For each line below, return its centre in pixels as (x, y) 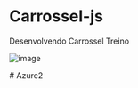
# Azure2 (26, 75)
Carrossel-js (57, 16)
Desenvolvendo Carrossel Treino (69, 41)
